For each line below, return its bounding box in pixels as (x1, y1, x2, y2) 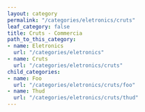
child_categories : (7, 68, 61, 75)
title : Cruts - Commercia (7, 29, 82, 37)
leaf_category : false (7, 23, 70, 30)
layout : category (7, 10, 58, 17)
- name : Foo (7, 74, 42, 82)
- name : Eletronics (7, 42, 64, 49)
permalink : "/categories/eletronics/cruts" (7, 17, 136, 24)
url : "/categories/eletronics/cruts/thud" (13, 95, 139, 102)
